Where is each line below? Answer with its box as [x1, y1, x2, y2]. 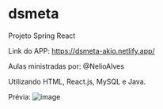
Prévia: [8, 92, 32, 101]
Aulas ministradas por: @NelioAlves [8, 61, 125, 71]
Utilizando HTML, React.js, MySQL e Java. [8, 77, 146, 86]
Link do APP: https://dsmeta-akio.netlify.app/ [8, 46, 156, 55]
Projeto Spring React [8, 31, 76, 40]
